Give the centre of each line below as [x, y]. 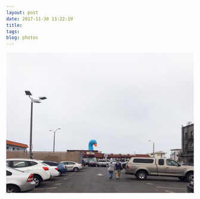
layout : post [22, 13]
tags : [13, 32]
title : [14, 25]
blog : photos [22, 38]
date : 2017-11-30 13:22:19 [40, 19]
